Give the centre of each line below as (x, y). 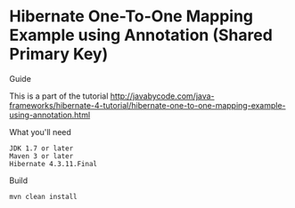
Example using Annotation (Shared (141, 35)
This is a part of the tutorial (59, 96)
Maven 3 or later (41, 156)
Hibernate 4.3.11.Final (53, 164)
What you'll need (40, 132)
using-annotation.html (50, 115)
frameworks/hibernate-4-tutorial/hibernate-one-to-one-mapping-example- (148, 105)
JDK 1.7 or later (41, 148)
